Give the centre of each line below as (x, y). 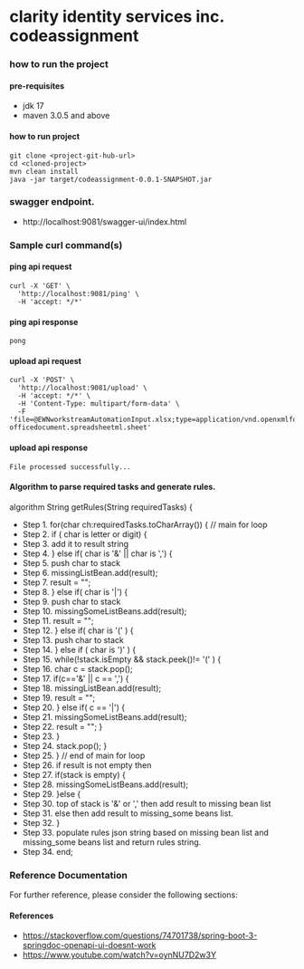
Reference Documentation (69, 875)
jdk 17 (33, 106)
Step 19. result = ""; (59, 697)
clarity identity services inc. (117, 17)
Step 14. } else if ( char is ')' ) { (79, 649)
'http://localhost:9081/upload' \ (82, 388)
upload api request (45, 360)
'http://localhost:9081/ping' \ (79, 293)
